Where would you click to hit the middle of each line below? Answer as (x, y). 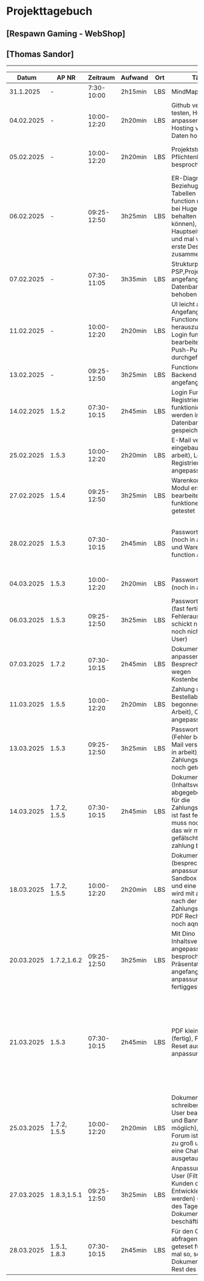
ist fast (181, 815)
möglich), (185, 1128)
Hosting (183, 128)
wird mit (183, 893)
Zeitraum (101, 78)
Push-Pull (186, 350)
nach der (184, 901)
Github (181, 106)
